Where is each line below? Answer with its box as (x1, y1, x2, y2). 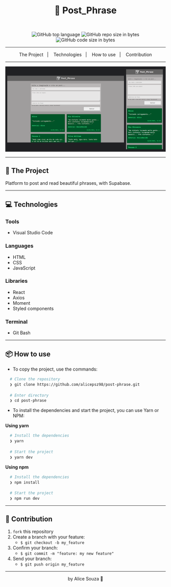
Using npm (5, 464, 29, 470)
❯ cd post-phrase (10, 398, 47, 403)
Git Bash (12, 330, 31, 336)
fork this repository (12, 528, 54, 534)
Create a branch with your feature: (12, 533, 85, 540)
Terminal (5, 318, 28, 325)
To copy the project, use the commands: (12, 366, 98, 372)
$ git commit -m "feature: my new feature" (20, 551, 115, 556)
